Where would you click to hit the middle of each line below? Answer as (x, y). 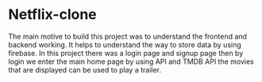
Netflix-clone (52, 15)
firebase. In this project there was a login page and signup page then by (126, 53)
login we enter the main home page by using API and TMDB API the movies (131, 61)
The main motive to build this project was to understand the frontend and (128, 36)
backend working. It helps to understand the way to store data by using (125, 44)
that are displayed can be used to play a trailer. (85, 69)
